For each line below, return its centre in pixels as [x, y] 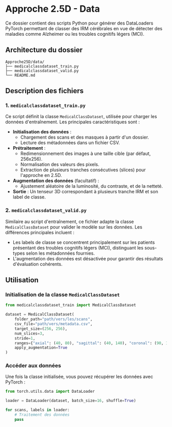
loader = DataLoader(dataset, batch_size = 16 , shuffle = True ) [71, 401]
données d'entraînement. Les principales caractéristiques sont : [72, 122]
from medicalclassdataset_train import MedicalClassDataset [71, 305]
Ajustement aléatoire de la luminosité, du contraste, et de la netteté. [92, 186]
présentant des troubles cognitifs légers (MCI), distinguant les [78, 248]
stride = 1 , [25, 338]
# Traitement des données [42, 415]
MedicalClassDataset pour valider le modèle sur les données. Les [74, 227]
